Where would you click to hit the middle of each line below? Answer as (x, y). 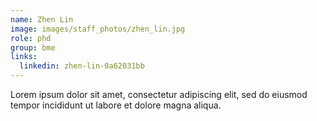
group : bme (33, 47)
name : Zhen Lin (42, 19)
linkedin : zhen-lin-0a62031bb (82, 66)
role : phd (31, 38)
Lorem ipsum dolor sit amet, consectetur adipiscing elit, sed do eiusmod (159, 94)
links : (24, 57)
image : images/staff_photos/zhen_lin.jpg (98, 29)
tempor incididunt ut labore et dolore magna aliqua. (116, 105)
